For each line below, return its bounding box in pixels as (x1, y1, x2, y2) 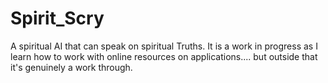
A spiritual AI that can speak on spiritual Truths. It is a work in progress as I (10, 40, 318, 52)
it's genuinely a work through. (10, 61, 133, 73)
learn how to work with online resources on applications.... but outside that (10, 50, 318, 62)
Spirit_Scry (10, 7, 105, 30)
